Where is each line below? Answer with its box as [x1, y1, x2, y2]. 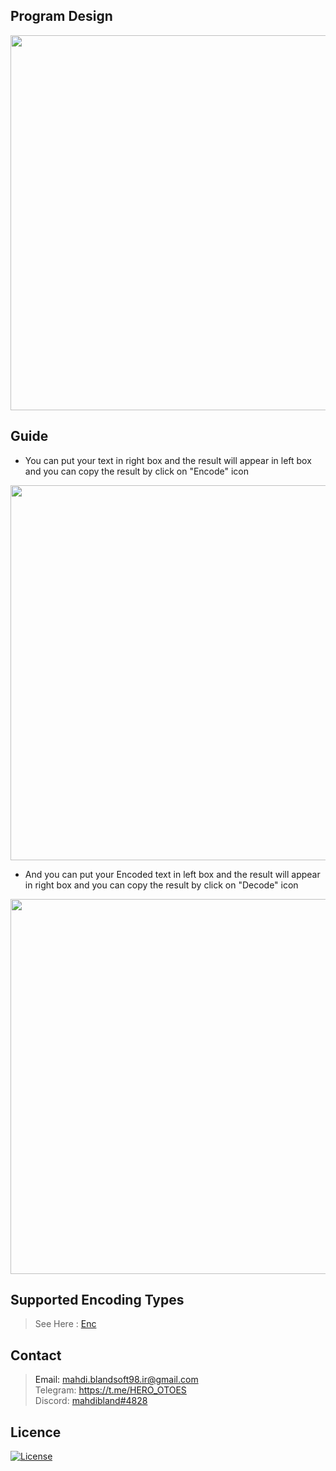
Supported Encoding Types [10, 1292, 185, 1309]
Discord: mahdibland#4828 [34, 1395, 148, 1407]
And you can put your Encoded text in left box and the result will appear [24, 868, 321, 880]
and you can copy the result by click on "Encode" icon [24, 465, 250, 477]
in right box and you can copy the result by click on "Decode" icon [24, 879, 299, 891]
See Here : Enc [34, 1318, 97, 1330]
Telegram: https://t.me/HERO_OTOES [34, 1384, 187, 1396]
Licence [10, 1424, 62, 1441]
